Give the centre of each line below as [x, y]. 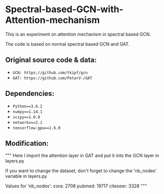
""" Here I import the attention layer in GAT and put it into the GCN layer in [82, 155]
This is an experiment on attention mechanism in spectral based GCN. [78, 34]
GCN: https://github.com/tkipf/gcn [50, 73]
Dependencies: [30, 94]
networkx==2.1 [27, 122]
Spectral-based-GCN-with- [65, 9]
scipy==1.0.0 [26, 117]
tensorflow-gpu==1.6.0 [36, 128]
